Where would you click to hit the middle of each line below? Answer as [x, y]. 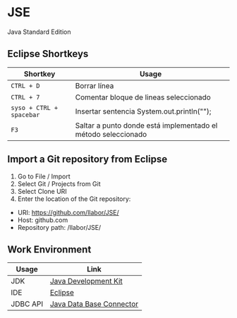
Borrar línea [95, 85]
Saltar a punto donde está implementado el [146, 126]
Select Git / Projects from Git [59, 183]
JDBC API [27, 304]
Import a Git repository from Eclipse [87, 159]
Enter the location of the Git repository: [74, 199]
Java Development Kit [86, 281]
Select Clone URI [42, 191]
